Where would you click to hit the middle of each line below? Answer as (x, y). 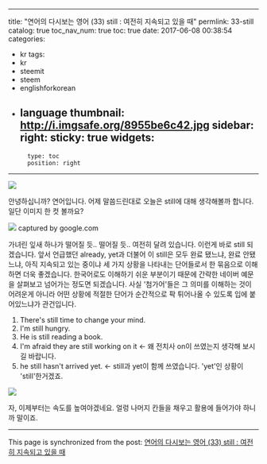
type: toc (43, 156)
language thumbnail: (72, 113)
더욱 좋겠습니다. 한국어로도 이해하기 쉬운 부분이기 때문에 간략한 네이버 (131, 274)
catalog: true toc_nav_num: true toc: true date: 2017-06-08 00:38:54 (120, 30)
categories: (27, 39)
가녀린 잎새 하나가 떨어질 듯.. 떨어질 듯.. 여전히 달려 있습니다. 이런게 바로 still (126, 244)
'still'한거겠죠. (41, 376)
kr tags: (32, 54)
